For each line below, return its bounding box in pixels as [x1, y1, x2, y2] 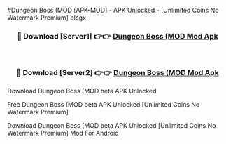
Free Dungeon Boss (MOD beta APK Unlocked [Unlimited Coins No [7, 100, 200, 108]
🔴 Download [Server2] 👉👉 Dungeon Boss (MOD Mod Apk [16, 68, 219, 78]
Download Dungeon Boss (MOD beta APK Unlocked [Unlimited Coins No [7, 121, 216, 129]
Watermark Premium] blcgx [7, 13, 86, 22]
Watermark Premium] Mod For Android [7, 129, 119, 137]
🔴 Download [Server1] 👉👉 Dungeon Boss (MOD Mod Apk [17, 31, 218, 41]
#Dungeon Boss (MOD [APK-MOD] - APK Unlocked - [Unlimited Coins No [7, 6, 219, 14]
